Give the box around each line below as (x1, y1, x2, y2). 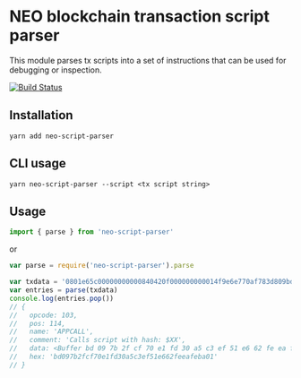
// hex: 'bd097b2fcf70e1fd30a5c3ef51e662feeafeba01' (9, 352, 219, 361)
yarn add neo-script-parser (9, 132, 115, 141)
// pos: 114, (9, 319, 66, 328)
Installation (9, 107, 73, 123)
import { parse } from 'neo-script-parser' (9, 228, 175, 236)
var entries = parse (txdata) (9, 286, 118, 295)
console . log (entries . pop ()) (9, 294, 115, 303)
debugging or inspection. (9, 64, 102, 75)
